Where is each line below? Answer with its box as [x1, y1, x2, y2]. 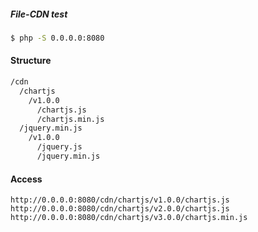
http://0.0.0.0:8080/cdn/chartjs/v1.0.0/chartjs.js [10, 195, 230, 205]
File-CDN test [10, 8, 68, 20]
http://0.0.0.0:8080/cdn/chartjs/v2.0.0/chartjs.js [10, 204, 230, 214]
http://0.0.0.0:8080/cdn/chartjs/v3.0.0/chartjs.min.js [10, 213, 248, 223]
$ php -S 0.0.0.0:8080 [10, 33, 105, 43]
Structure [10, 55, 52, 67]
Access [10, 173, 43, 185]
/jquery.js [36, 142, 83, 152]
